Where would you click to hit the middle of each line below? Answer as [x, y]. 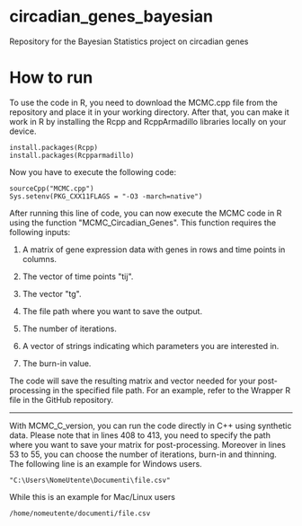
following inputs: [40, 232]
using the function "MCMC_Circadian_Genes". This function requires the [143, 223]
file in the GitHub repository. [62, 399]
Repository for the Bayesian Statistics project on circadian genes [129, 41]
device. [23, 131]
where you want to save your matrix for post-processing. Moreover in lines [147, 444]
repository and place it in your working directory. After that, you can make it [149, 112]
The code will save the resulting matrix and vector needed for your [133, 381]
